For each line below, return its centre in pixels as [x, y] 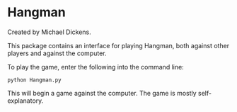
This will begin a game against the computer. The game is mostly [102, 93]
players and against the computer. [57, 53]
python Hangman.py [34, 80]
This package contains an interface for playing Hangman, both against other [118, 45]
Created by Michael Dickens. [50, 32]
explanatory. [25, 101]
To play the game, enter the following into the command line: [96, 67]
